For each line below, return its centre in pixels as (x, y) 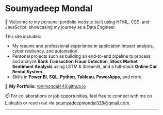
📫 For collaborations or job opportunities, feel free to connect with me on (79, 96)
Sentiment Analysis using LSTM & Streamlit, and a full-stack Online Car (84, 66)
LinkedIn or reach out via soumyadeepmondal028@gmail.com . (68, 103)
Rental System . (28, 71)
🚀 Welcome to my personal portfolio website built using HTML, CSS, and (77, 22)
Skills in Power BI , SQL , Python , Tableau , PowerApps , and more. (77, 77)
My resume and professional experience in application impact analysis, (83, 46)
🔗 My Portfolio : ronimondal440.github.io (46, 86)
